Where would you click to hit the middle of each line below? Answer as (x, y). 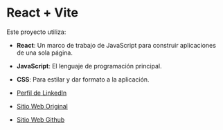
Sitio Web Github (41, 120)
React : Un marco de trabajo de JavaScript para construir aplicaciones (116, 45)
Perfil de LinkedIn (42, 93)
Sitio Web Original (42, 106)
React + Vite (43, 13)
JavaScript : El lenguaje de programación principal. (89, 66)
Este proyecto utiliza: (36, 32)
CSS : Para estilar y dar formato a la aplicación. (83, 79)
